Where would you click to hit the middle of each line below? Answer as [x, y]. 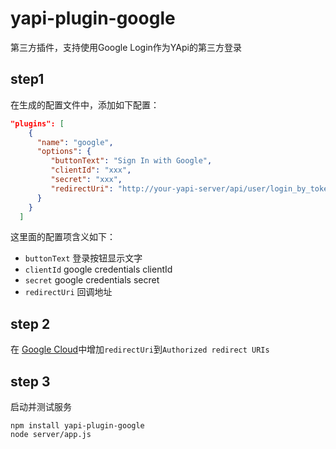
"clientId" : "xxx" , [91, 170]
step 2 [30, 323]
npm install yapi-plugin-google [77, 426]
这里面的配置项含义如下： [63, 237]
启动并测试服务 [41, 406]
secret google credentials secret [92, 280]
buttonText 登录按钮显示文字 [83, 258]
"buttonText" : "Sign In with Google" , [131, 161]
